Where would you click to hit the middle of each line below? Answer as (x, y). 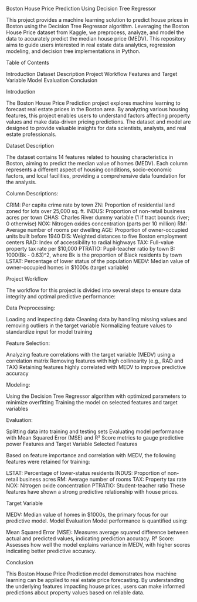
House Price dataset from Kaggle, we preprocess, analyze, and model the (95, 32)
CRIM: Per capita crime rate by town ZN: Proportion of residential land (90, 205)
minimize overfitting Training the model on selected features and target (92, 402)
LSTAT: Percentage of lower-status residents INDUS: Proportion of (86, 473)
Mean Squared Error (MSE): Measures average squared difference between (97, 532)
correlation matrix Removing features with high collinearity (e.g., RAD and (95, 361)
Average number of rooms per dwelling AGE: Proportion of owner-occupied (97, 230)
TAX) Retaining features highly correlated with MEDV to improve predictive (96, 367)
